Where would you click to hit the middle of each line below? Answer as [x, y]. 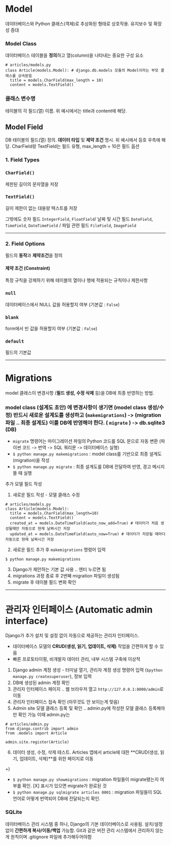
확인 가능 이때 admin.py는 [44, 715]
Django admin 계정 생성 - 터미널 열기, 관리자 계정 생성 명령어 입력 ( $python [88, 670]
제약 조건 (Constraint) [28, 268]
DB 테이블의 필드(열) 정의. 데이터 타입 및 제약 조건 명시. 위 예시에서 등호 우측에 [83, 140]
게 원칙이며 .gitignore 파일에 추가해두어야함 [49, 837]
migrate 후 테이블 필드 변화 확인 [44, 582]
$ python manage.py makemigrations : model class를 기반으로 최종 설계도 [87, 454]
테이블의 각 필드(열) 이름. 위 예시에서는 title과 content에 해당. [66, 111]
